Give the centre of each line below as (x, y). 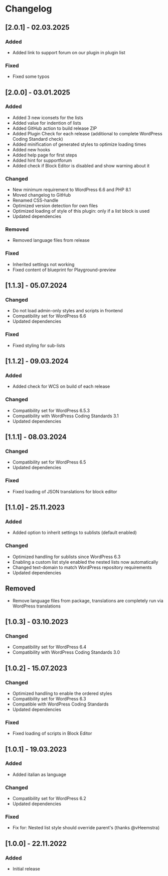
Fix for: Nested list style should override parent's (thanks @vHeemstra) (86, 828)
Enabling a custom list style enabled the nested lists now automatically (85, 562)
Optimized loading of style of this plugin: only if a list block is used (81, 211)
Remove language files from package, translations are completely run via (88, 600)
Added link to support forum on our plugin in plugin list (69, 52)
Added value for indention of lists (47, 123)
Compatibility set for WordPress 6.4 (49, 647)
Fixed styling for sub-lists (39, 345)
